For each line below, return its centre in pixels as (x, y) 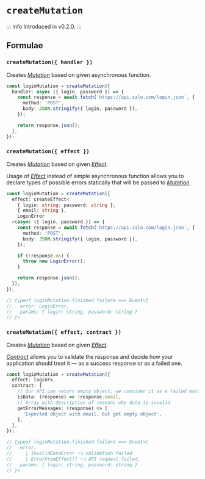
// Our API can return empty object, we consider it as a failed (102, 391)
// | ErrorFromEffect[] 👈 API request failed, (73, 459)
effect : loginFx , (34, 380)
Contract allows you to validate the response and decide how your (90, 356)
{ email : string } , (42, 211)
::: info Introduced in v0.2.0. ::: (44, 26)
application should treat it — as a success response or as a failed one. (95, 363)
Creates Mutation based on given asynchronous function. (79, 74)
